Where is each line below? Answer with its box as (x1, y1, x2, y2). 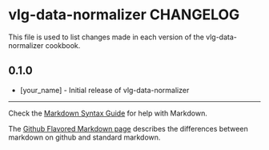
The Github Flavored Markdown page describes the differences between (8, 124, 248, 133)
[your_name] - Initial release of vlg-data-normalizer (19, 85, 190, 95)
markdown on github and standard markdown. (8, 132, 161, 142)
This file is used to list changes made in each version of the (8, 32, 204, 42)
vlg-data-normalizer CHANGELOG (8, 6, 240, 24)
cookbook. (45, 40, 81, 50)
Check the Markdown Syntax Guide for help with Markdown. (8, 108, 208, 118)
